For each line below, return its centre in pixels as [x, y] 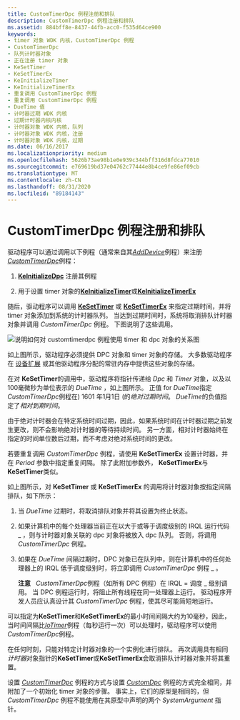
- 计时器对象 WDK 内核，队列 [45, 127]
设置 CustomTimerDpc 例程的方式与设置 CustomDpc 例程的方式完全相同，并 [120, 682]
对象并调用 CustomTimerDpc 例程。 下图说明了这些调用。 [92, 324]
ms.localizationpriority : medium [57, 154]
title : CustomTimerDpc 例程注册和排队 [61, 14]
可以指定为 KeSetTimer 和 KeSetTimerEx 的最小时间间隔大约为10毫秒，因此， [119, 616]
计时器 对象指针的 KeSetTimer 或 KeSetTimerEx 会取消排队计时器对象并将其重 [119, 659]
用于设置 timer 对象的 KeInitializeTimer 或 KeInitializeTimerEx [107, 291]
